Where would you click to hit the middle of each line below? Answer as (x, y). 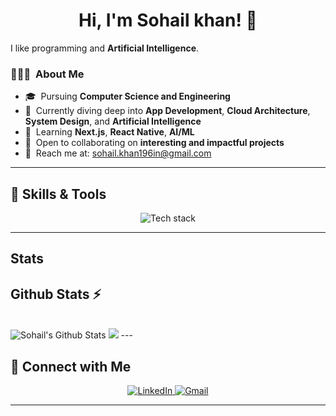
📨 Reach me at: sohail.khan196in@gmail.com (118, 153)
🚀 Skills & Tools (58, 194)
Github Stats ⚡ (56, 294)
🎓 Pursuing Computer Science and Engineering (127, 96)
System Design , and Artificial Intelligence (113, 121)
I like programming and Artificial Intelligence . (105, 48)
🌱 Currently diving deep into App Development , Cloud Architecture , (167, 111)
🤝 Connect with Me (71, 366)
